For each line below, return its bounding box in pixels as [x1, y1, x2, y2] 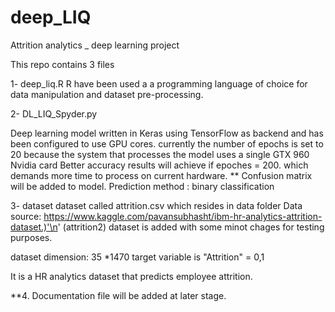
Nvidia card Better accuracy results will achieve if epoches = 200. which [10, 159, 309, 171]
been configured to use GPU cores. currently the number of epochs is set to [10, 137, 324, 150]
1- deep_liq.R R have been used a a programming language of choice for [10, 77, 308, 90]
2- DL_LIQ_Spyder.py [10, 107, 98, 120]
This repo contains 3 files [10, 58, 115, 70]
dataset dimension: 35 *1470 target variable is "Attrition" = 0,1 [10, 251, 265, 263]
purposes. [10, 231, 53, 243]
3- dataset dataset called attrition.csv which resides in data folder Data [10, 199, 303, 211]
